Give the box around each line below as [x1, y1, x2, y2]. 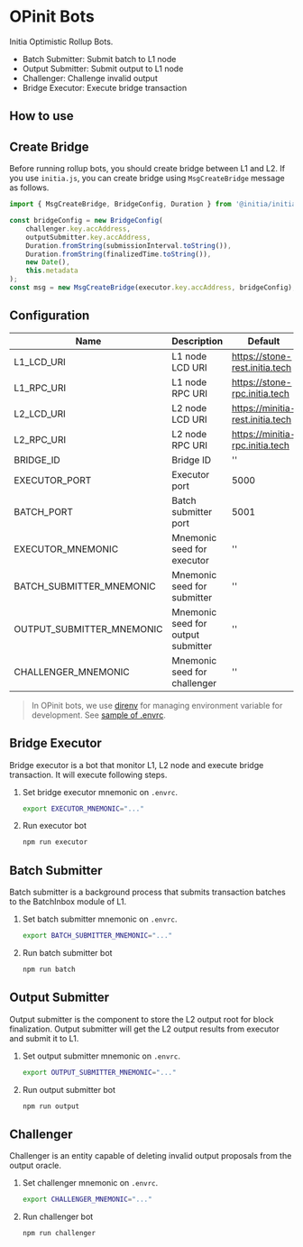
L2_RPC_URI [14, 433, 66, 445]
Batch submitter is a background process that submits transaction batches [9, 886, 286, 898]
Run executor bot [22, 821, 87, 831]
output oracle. [9, 1160, 61, 1171]
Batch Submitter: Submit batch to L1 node [22, 53, 177, 64]
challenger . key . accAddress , [25, 224, 131, 234]
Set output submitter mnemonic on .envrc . [22, 1050, 180, 1061]
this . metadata [25, 266, 78, 276]
